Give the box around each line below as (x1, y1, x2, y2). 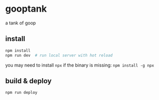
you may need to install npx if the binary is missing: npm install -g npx (5, 62, 154, 68)
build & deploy (5, 77, 52, 85)
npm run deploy (5, 90, 38, 95)
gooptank (5, 3, 47, 15)
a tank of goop (5, 20, 36, 26)
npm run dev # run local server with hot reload (5, 53, 113, 58)
